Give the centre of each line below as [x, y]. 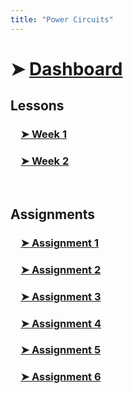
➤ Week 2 [45, 161]
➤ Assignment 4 [61, 323]
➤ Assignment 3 [61, 296]
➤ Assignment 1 [60, 243]
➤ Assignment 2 [61, 269]
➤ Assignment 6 [61, 377]
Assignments [53, 214]
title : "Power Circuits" [62, 19]
